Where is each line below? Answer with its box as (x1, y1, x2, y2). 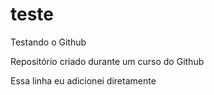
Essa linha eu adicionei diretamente (10, 74, 157, 87)
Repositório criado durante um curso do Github (10, 55, 205, 67)
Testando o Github (10, 36, 87, 48)
